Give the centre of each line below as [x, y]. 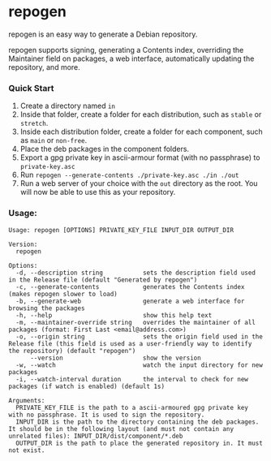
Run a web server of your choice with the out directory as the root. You [139, 183]
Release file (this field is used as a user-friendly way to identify [130, 343]
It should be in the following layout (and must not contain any [121, 429]
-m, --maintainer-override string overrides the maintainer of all [135, 322]
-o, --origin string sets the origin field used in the [140, 336]
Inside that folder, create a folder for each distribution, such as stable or [141, 114]
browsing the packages [47, 308]
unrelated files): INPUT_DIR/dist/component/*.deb [96, 436]
